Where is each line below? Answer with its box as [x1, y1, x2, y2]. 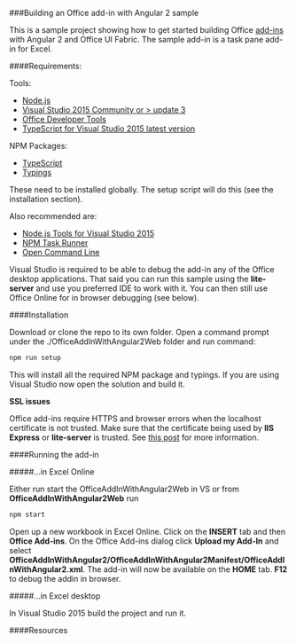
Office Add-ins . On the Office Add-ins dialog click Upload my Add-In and [9, 536, 279, 546]
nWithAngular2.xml [9, 563, 83, 575]
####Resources [9, 624, 68, 635]
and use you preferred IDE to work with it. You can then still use [35, 283, 269, 294]
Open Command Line [21, 247, 100, 257]
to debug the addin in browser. [9, 573, 121, 584]
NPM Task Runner [21, 238, 89, 247]
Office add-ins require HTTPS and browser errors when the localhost [9, 412, 261, 424]
